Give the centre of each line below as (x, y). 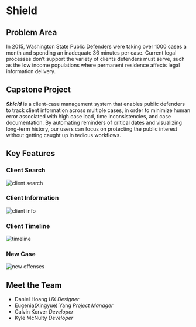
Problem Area (32, 33)
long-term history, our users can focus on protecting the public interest (92, 129)
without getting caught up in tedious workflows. (63, 135)
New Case (21, 254)
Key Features (31, 154)
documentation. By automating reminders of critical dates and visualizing (94, 122)
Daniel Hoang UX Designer (47, 299)
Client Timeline (28, 226)
